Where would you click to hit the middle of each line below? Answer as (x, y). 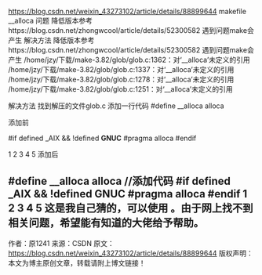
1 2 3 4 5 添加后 (33, 154)
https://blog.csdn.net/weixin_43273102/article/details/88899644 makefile (127, 11)
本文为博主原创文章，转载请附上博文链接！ (77, 262)
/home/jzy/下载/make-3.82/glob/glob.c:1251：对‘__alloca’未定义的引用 (120, 89)
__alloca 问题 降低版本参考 (50, 20)
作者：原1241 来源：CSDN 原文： (62, 243)
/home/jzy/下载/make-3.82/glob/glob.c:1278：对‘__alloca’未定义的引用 (121, 79)
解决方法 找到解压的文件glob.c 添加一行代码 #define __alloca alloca (116, 106)
